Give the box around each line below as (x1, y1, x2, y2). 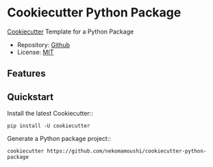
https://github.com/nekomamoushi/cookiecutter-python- (47, 148, 207, 155)
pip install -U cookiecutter (7, 123, 90, 129)
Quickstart (7, 91, 54, 103)
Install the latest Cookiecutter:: (7, 110, 94, 118)
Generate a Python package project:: (7, 135, 111, 143)
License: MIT (16, 48, 54, 56)
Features (7, 68, 46, 79)
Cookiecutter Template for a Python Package (7, 27, 134, 36)
